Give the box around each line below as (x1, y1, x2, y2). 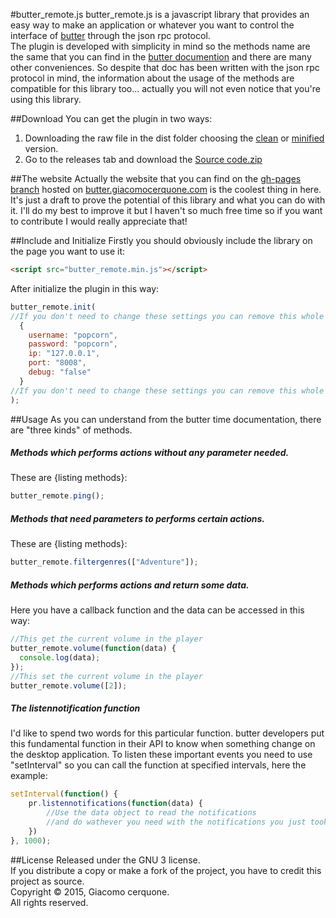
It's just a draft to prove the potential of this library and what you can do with (10, 194, 326, 206)
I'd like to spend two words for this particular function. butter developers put (10, 727, 325, 739)
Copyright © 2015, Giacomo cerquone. (10, 885, 170, 898)
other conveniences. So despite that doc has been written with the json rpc (10, 62, 320, 73)
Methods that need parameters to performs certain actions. (10, 512, 266, 524)
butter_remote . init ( (10, 302, 97, 312)
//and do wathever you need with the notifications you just (46, 817, 307, 827)
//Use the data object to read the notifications (46, 808, 257, 818)
